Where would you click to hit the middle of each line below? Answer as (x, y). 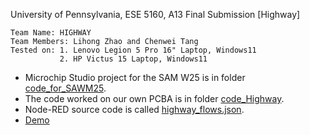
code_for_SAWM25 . (65, 88)
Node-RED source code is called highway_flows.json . (134, 109)
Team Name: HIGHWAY (51, 33)
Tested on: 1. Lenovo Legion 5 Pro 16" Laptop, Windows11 (133, 50)
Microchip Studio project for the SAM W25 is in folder (135, 77)
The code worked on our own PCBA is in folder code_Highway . (154, 98)
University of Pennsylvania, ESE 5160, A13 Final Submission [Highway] (155, 14)
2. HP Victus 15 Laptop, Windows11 (133, 59)
